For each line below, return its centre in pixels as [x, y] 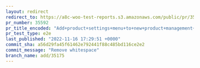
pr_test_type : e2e [28, 34]
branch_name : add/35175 [35, 56]
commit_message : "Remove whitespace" [53, 50]
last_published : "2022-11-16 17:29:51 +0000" [63, 39]
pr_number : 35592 [27, 22]
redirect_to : [22, 17]
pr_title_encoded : [28, 28]
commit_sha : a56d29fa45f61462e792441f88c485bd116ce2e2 [75, 45]
